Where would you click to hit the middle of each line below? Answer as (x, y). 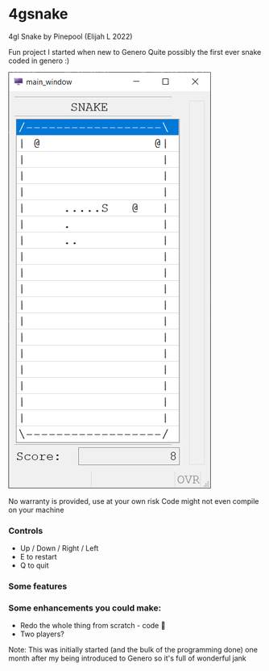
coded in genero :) (39, 61)
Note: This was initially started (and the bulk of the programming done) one (133, 650)
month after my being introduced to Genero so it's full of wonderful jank (128, 658)
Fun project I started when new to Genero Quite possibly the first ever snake (135, 52)
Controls (26, 531)
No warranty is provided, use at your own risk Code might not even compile (134, 501)
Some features (38, 586)
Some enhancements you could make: (85, 608)
